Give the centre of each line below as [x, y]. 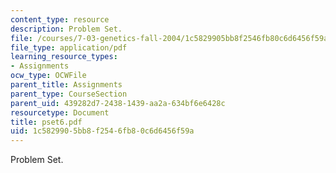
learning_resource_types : [64, 57]
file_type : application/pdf [69, 47]
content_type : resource [60, 19]
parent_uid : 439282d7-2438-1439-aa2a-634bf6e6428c [118, 103]
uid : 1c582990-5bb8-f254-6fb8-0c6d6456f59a [102, 131]
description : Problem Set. [66, 29]
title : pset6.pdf [46, 122]
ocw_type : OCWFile [48, 76]
